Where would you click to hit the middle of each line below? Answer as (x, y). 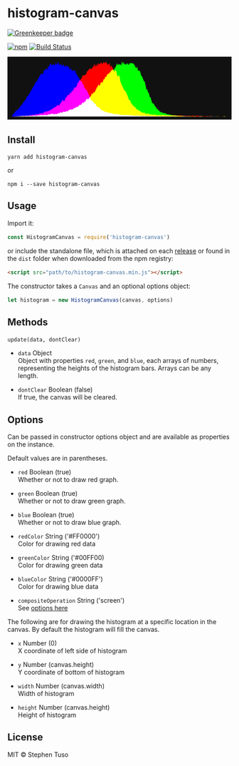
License (25, 737)
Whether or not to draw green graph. (71, 501)
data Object (34, 353)
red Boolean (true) (44, 472)
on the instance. (31, 444)
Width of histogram (46, 694)
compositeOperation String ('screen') (71, 601)
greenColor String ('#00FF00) (61, 558)
